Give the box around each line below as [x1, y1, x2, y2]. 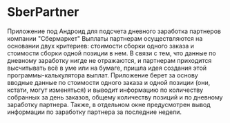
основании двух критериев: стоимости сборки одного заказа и [7, 41, 195, 50]
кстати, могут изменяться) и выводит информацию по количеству [7, 86, 204, 94]
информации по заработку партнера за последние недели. [7, 108, 182, 116]
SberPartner [7, 4, 79, 20]
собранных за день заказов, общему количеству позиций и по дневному [7, 93, 223, 101]
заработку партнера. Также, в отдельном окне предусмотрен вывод [7, 100, 211, 108]
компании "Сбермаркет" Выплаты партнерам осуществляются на [7, 34, 203, 42]
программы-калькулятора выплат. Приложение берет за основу [7, 70, 198, 79]
